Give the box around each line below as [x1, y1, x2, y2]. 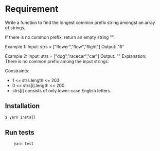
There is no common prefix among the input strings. [5, 58, 109, 64]
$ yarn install [5, 115, 36, 120]
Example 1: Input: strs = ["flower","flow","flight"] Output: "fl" [5, 43, 124, 49]
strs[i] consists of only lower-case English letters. [12, 87, 111, 93]
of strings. [5, 24, 26, 30]
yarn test [14, 141, 34, 146]
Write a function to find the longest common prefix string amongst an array [5, 20, 156, 25]
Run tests [5, 129, 35, 137]
